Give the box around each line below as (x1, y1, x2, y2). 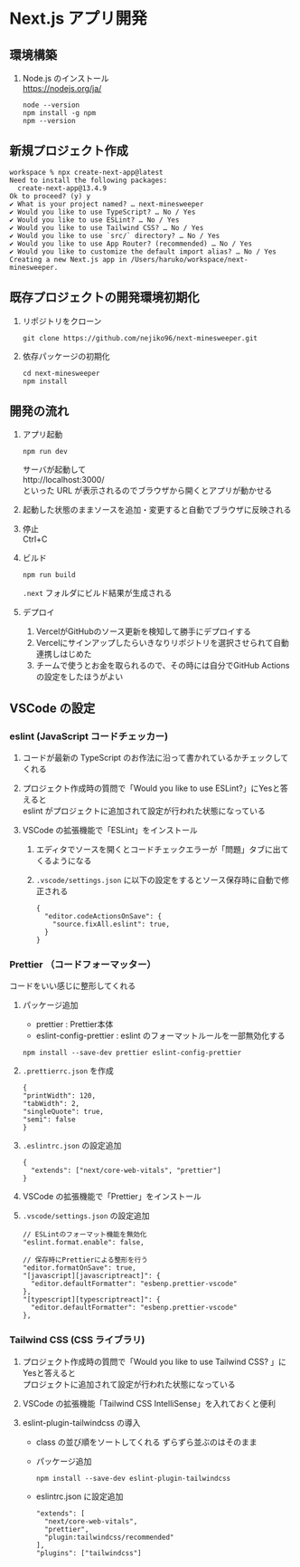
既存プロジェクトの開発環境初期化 (9, 290, 200, 305)
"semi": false (22, 1115, 76, 1124)
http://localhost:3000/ (22, 475, 105, 485)
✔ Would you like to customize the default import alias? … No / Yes (9, 246, 277, 256)
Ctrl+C (22, 534, 48, 544)
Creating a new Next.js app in (9, 255, 127, 264)
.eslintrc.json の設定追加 (22, 1140, 122, 1151)
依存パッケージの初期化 (22, 351, 110, 361)
